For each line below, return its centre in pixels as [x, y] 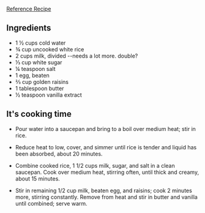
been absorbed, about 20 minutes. [59, 154]
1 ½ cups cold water [40, 43]
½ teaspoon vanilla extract [49, 95]
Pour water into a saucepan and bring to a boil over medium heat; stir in [105, 129]
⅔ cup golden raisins [42, 81]
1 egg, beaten [32, 75]
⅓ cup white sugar [39, 62]
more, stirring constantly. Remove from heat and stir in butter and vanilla [106, 197]
